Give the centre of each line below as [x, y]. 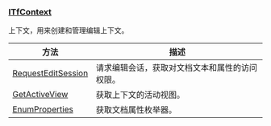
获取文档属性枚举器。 [136, 110]
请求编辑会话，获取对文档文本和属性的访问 [177, 68]
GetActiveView [40, 95]
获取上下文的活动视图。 [140, 95]
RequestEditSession [50, 73]
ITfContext [30, 12]
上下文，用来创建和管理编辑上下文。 [69, 30]
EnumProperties [43, 109]
